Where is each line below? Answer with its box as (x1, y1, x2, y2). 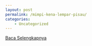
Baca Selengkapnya (5, 35, 47, 41)
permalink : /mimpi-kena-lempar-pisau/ (5, 12, 87, 17)
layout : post (5, 7, 33, 12)
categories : (5, 16, 30, 21)
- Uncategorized (14, 21, 49, 26)
